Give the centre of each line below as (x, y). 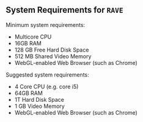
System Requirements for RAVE (64, 10)
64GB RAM (29, 93)
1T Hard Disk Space (39, 99)
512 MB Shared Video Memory (53, 56)
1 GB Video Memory (39, 106)
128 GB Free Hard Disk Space (52, 50)
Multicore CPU (33, 37)
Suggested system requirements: (47, 74)
